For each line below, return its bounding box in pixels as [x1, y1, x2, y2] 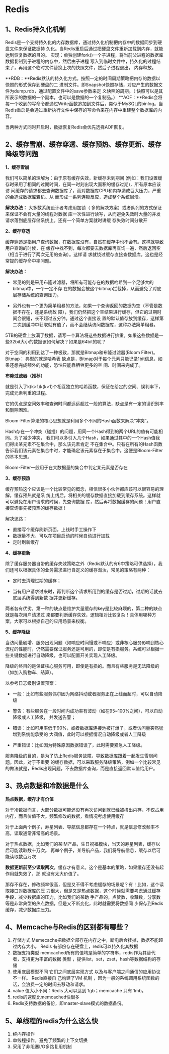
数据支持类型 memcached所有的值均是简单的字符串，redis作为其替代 [12, 950, 156, 956]
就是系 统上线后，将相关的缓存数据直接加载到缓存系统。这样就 [31, 492, 161, 498]
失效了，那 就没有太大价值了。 [18, 870, 81, 876]
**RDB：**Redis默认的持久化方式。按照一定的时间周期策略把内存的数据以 [5, 75, 160, 81]
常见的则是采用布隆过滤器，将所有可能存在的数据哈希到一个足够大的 [12, 279, 154, 285]
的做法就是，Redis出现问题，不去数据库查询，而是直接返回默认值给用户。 [5, 765, 158, 771]
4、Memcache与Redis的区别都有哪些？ [5, 923, 130, 932]
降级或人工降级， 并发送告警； [12, 714, 76, 720]
